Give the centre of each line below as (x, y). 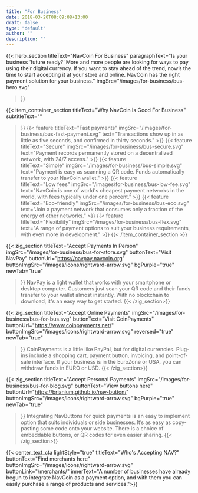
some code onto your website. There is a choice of (102, 428)
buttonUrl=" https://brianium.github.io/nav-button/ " (67, 392)
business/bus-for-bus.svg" (39, 319)
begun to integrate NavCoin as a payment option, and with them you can (94, 478)
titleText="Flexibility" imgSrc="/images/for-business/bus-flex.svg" (101, 222)
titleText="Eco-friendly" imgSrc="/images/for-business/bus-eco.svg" (105, 203)
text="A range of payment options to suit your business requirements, (105, 228)
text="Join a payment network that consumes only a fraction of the (102, 209)
